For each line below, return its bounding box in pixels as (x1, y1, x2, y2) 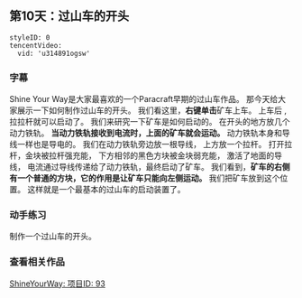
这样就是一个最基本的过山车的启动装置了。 (26, 184, 186, 195)
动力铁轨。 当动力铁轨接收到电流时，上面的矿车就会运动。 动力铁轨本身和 (9, 127, 282, 138)
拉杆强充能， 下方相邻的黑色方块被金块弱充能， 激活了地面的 (48, 150, 275, 161)
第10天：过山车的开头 (9, 8, 130, 24)
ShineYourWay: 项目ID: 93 (9, 278, 106, 289)
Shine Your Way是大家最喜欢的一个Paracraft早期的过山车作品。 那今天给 (9, 94, 279, 105)
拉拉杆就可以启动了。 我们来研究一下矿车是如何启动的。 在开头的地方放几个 (9, 116, 290, 127)
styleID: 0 (9, 33, 50, 42)
